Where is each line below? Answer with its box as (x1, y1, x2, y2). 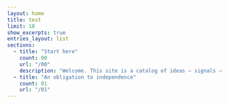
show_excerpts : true (7, 29, 67, 36)
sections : (7, 42, 36, 49)
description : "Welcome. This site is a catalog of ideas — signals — (19, 67, 223, 74)
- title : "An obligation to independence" (13, 73, 136, 81)
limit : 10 (7, 23, 36, 29)
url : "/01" (19, 86, 51, 93)
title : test (7, 16, 41, 23)
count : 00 (19, 55, 48, 62)
